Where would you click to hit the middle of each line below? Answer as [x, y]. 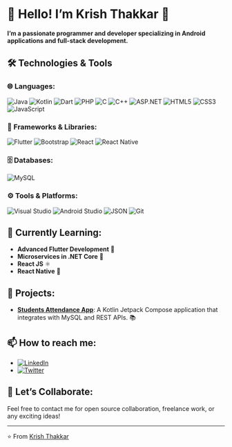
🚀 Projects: [31, 293]
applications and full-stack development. [68, 40]
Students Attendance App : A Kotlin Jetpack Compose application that [117, 310]
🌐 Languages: [31, 86]
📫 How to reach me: [52, 343]
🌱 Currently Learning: [55, 232]
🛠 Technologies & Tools [60, 63]
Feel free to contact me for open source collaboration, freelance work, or [111, 408]
